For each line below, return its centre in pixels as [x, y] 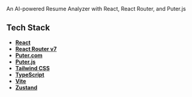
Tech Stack [28, 28]
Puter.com [29, 55]
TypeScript [30, 75]
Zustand [26, 87]
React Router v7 [36, 48]
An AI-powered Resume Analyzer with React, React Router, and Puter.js [96, 9]
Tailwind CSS [32, 68]
